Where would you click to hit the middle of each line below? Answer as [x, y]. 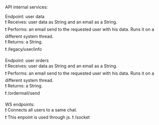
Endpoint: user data [25, 16]
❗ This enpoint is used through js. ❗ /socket [47, 117]
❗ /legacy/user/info [23, 49]
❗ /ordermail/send [23, 93]
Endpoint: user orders [27, 60]
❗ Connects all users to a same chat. [41, 110]
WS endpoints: [20, 104]
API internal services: [26, 7]
